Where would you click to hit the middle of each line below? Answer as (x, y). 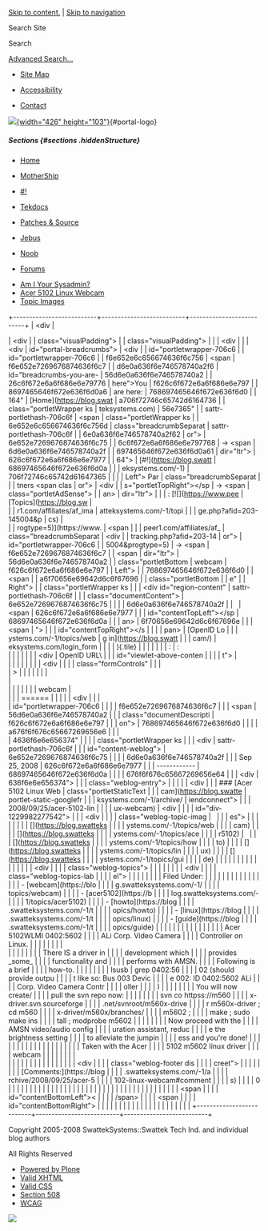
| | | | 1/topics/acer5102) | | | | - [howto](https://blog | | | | (101, 901)
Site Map (34, 74)
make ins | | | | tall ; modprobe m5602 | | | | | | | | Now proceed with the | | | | (133, 1021)
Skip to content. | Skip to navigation (67, 12)
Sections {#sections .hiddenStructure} (74, 140)
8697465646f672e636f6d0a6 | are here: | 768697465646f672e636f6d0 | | (132, 391)
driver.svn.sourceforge (46, 1003)
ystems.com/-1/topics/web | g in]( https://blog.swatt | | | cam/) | (112, 638)
